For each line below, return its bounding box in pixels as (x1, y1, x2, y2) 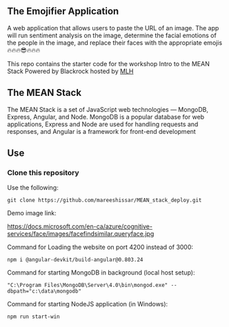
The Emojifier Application (7, 6, 119, 17)
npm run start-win (7, 313, 60, 320)
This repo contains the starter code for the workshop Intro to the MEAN (7, 59, 210, 68)
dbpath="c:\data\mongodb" (7, 288, 81, 295)
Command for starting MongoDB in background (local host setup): (7, 268, 195, 277)
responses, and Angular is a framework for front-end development (7, 127, 197, 135)
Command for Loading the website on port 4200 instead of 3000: (7, 243, 194, 251)
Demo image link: (7, 209, 57, 217)
